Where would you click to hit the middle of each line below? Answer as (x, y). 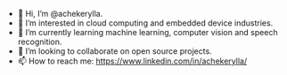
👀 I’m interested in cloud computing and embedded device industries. (145, 23)
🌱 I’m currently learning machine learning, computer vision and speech (148, 32)
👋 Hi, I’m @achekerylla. (60, 14)
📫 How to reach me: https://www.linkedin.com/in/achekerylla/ (132, 61)
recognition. (40, 41)
